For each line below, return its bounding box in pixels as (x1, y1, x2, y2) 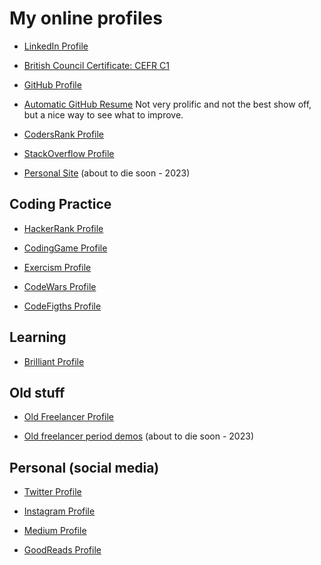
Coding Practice (9, 196, 112, 213)
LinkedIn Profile (23, 40, 89, 52)
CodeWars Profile (23, 280, 97, 292)
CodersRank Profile (23, 128, 105, 140)
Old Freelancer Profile (23, 411, 115, 423)
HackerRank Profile (23, 222, 104, 234)
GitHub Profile (23, 78, 82, 91)
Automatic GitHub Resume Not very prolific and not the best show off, (23, 98, 312, 110)
